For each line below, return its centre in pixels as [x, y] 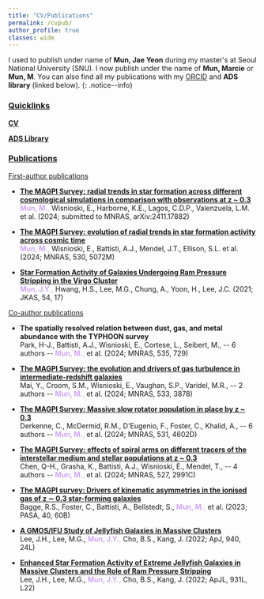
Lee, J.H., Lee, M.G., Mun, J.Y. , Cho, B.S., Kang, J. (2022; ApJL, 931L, [133, 579]
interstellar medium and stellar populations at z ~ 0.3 [108, 458]
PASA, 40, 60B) [45, 515]
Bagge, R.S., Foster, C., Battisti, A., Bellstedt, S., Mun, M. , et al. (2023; [133, 507]
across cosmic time [52, 240]
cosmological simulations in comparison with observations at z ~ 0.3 [135, 199]
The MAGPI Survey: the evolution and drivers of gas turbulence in [130, 368]
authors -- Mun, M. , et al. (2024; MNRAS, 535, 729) [104, 353]
